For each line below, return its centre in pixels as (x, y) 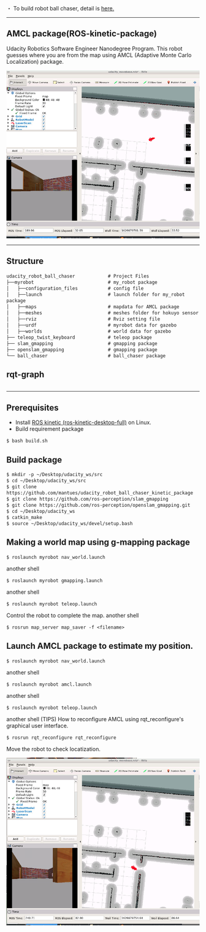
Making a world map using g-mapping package (98, 543)
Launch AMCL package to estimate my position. (100, 646)
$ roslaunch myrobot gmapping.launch (55, 580)
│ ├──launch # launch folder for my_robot (96, 294)
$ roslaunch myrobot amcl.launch (49, 684)
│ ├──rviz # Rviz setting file (83, 319)
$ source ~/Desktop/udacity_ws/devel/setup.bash (70, 523)
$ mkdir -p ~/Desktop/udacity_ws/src (55, 474)
